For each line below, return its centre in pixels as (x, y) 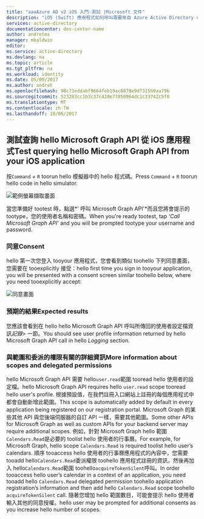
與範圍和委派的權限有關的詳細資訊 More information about (92, 357)
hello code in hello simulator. (42, 184)
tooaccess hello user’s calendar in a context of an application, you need (96, 475)
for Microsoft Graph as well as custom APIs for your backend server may (97, 424)
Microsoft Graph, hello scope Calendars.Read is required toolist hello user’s (100, 446)
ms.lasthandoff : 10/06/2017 (42, 114)
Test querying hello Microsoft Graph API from (102, 151)
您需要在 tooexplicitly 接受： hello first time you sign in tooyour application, (99, 269)
